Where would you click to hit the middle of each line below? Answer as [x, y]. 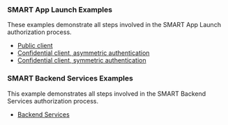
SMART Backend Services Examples [70, 78]
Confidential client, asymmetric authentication [83, 53]
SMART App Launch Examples [60, 10]
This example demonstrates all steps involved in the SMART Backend [107, 93]
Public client [35, 46]
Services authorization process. [53, 101]
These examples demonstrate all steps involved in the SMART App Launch [114, 25]
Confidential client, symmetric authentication [82, 60]
